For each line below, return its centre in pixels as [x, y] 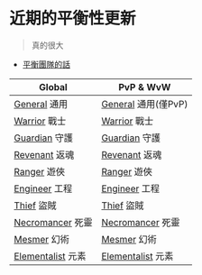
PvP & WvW [145, 87]
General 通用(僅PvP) [145, 104]
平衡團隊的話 [46, 64]
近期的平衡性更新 [73, 18]
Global [53, 87]
